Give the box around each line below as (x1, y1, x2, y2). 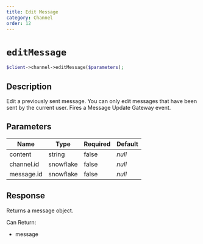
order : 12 (6, 20, 32, 26)
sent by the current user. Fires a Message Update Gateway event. (6, 104, 171, 111)
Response (6, 190, 46, 201)
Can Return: (6, 218, 37, 226)
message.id (9, 170, 43, 178)
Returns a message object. (6, 207, 74, 214)
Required (84, 140, 111, 148)
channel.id (9, 160, 40, 168)
